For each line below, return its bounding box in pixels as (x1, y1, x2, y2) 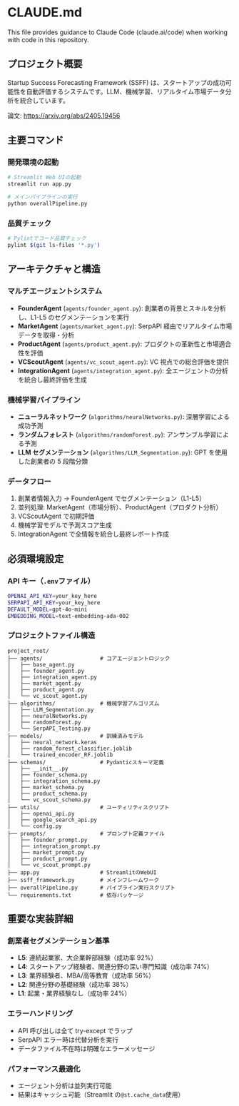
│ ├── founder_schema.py (7, 771, 88, 778)
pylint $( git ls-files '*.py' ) (7, 242, 101, 249)
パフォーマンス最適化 (7, 1064, 81, 1074)
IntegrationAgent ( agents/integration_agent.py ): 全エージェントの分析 (17, 366, 228, 375)
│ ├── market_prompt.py (7, 848, 84, 856)
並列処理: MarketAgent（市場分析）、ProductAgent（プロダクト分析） (17, 503, 223, 512)
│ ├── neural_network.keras (7, 739, 98, 746)
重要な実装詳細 (7, 913, 73, 925)
